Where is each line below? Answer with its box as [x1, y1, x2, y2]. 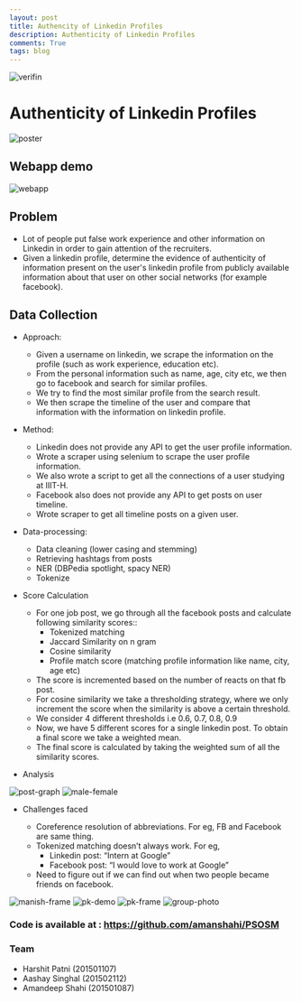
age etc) [49, 664, 81, 675]
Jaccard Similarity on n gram [49, 636, 157, 646]
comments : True [9, 38, 67, 48]
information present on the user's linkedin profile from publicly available [22, 262, 290, 273]
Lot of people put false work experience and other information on [22, 233, 266, 244]
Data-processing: [22, 525, 87, 537]
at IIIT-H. [35, 479, 69, 490]
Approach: [22, 331, 62, 342]
